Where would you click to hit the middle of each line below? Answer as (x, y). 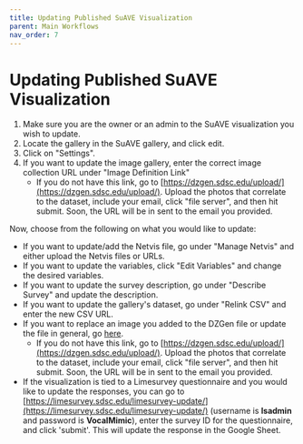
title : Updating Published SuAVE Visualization (101, 18)
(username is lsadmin (251, 411)
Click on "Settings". (59, 153)
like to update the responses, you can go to (103, 391)
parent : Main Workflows (54, 26)
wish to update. (51, 134)
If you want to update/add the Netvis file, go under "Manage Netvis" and (158, 247)
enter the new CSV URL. (68, 314)
